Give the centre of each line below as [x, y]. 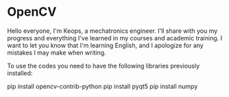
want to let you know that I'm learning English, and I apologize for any [105, 45]
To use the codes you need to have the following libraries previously [104, 66]
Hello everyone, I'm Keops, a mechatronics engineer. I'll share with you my [112, 31]
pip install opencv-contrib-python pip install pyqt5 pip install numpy [103, 86]
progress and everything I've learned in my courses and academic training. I [115, 38]
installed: [20, 73]
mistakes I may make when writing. [57, 53]
